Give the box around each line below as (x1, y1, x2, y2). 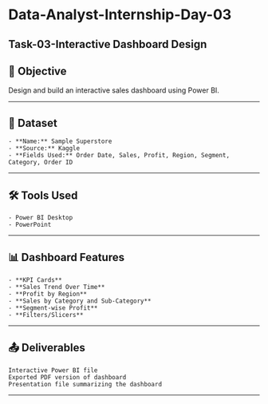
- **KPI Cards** (8, 275, 62, 284)
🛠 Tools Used (8, 188, 78, 202)
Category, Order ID (8, 158, 73, 167)
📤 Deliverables (8, 341, 85, 354)
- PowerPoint (8, 221, 52, 229)
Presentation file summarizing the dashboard (8, 380, 162, 388)
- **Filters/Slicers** (8, 311, 84, 319)
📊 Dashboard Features (8, 251, 125, 264)
